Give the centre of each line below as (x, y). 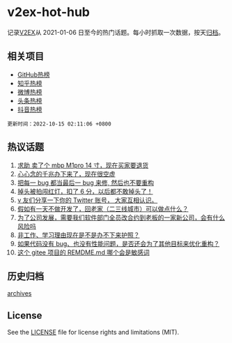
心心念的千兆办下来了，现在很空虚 (66, 174)
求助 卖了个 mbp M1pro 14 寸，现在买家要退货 (83, 165)
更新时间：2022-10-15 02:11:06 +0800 (59, 124)
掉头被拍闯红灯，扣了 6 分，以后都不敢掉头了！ (85, 191)
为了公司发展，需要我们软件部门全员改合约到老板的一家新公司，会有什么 (121, 218)
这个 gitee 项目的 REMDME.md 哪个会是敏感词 (83, 252)
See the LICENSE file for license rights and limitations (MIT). (93, 333)
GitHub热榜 (33, 75)
